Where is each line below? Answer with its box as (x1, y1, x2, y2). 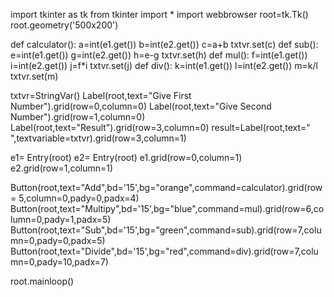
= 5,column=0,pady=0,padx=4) (10, 192, 140, 204)
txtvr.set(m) (10, 70, 59, 82)
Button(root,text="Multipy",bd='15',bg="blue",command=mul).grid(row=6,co (10, 203, 325, 214)
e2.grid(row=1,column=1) (10, 162, 114, 174)
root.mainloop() (10, 275, 75, 287)
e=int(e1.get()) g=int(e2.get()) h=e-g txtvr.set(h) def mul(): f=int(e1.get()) (10, 49, 308, 61)
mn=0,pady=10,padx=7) (10, 256, 109, 268)
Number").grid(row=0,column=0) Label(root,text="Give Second (10, 100, 272, 112)
